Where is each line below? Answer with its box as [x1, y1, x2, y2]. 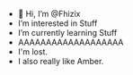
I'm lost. [17, 46, 48, 57]
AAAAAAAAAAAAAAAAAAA [17, 37, 124, 47]
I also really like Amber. [17, 56, 104, 66]
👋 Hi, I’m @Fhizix [17, 9, 81, 19]
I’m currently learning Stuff [17, 28, 118, 37]
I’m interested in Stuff [17, 18, 98, 29]
